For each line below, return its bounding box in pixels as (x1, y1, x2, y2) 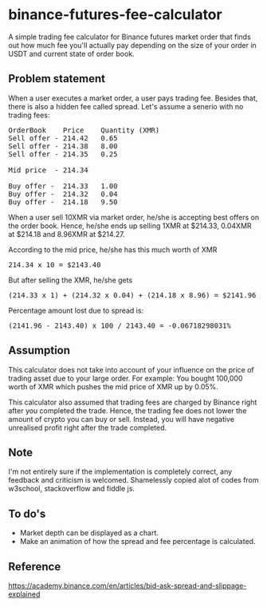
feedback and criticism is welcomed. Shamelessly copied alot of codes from (8, 475, 259, 485)
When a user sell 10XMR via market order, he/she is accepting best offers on (8, 212, 260, 222)
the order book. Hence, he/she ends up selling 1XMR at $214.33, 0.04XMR (8, 221, 253, 231)
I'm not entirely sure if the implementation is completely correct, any (8, 467, 233, 476)
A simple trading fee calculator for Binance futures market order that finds (8, 32, 251, 41)
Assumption (8, 344, 70, 357)
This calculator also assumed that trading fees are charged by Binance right (8, 397, 257, 407)
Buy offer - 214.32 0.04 (8, 189, 118, 199)
